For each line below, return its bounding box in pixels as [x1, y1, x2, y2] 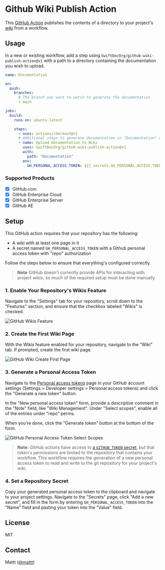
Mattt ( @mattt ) [5, 559, 35, 565]
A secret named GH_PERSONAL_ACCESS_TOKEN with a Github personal [12, 245, 145, 251]
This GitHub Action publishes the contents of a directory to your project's [5, 20, 154, 26]
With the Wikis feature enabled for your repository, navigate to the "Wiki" [5, 341, 153, 348]
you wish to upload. [5, 63, 45, 68]
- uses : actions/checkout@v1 [18, 131, 78, 136]
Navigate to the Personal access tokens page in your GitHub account [5, 380, 145, 386]
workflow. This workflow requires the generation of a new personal [17, 455, 153, 461]
